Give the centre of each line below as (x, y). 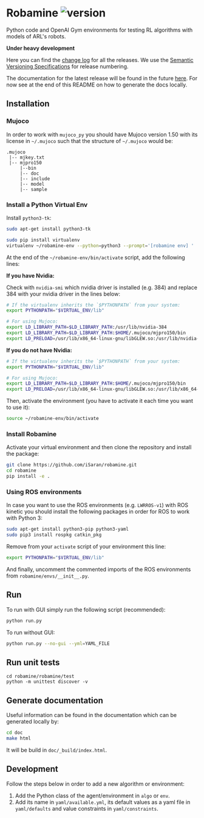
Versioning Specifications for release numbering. (67, 66)
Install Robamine (32, 434)
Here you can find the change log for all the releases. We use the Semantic (100, 60)
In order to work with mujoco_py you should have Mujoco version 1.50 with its (102, 135)
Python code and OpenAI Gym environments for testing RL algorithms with (100, 30)
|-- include (35, 179)
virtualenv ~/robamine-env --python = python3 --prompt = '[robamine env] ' (100, 246)
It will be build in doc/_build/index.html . (57, 750)
